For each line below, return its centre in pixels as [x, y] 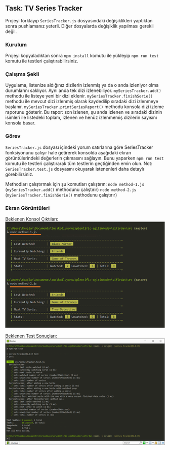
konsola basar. [20, 123]
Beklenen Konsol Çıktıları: [32, 219]
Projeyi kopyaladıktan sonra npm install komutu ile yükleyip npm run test [82, 56]
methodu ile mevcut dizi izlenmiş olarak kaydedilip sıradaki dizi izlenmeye [82, 102]
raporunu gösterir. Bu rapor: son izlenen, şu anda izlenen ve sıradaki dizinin [84, 112]
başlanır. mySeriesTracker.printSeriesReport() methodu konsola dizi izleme [85, 107]
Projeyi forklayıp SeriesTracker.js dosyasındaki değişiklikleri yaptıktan [79, 20]
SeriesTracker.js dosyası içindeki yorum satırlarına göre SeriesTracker [79, 147]
